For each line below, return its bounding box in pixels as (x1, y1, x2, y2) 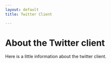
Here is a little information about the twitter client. (5, 54, 107, 60)
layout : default (5, 7, 39, 12)
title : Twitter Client (5, 12, 52, 17)
